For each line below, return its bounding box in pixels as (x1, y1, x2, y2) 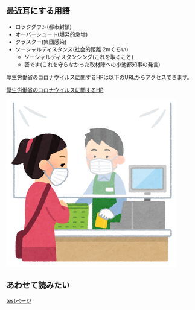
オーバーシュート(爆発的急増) (14, 30, 88, 37)
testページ (6, 297, 32, 305)
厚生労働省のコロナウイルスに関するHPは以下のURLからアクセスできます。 (6, 74, 193, 81)
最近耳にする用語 (6, 6, 71, 16)
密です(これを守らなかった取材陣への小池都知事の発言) (24, 60, 161, 68)
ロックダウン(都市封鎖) (14, 23, 72, 30)
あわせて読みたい (6, 280, 70, 290)
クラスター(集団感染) (14, 38, 67, 45)
